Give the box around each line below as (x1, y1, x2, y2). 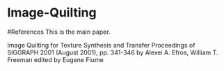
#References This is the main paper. (7, 28, 111, 36)
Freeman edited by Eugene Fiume (7, 55, 104, 63)
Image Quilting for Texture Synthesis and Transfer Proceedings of (7, 41, 195, 49)
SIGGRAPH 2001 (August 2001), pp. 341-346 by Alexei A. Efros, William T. (7, 48, 218, 57)
